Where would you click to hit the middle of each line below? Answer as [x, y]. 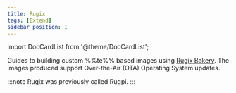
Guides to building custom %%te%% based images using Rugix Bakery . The [118, 61]
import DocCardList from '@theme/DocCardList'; [78, 47]
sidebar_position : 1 [38, 27]
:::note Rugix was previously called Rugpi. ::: [72, 82]
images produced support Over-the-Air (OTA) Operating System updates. [114, 68]
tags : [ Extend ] [30, 20]
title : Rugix [26, 14]
